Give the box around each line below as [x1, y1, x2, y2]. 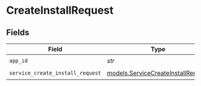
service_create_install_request [9, 69, 102, 76]
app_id [9, 57, 28, 64]
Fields [6, 27, 30, 38]
